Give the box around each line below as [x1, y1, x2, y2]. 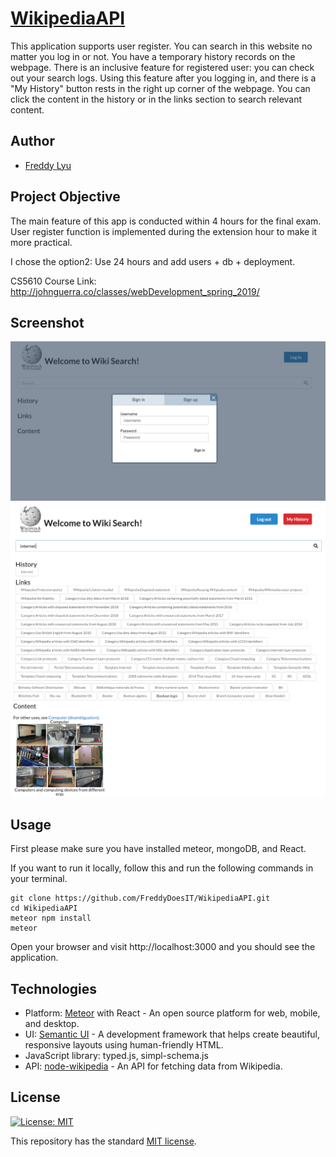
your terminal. [10, 873, 68, 885]
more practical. [10, 236, 73, 248]
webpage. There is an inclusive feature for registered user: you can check [10, 61, 315, 73]
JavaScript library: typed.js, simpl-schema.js [24, 1050, 209, 1062]
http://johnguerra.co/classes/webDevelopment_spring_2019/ [10, 285, 260, 297]
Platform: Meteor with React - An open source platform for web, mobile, [24, 1007, 321, 1019]
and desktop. [24, 1018, 80, 1030]
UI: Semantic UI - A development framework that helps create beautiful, [24, 1028, 321, 1041]
